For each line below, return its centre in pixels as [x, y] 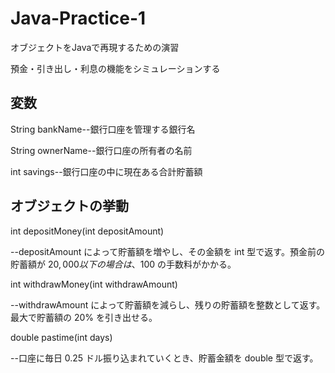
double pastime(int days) [61, 337]
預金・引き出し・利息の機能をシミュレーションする [115, 68]
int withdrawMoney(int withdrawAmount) [94, 284]
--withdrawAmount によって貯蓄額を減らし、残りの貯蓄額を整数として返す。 [168, 304]
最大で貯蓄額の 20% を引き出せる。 [84, 317]
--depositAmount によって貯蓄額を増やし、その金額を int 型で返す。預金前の [167, 251]
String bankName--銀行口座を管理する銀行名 [103, 129]
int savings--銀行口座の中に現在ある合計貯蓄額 [106, 171]
